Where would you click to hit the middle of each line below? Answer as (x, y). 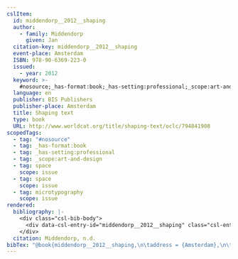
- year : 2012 (39, 73)
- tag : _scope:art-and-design (58, 159)
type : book (29, 119)
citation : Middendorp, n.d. (55, 238)
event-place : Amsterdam (48, 54)
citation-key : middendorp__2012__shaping (75, 47)
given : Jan (42, 40)
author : (25, 27)
